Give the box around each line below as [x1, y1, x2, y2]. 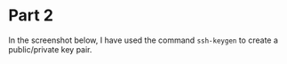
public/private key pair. [8, 44, 92, 54]
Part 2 [8, 5, 54, 26]
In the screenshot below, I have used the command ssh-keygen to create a [8, 35, 279, 45]
